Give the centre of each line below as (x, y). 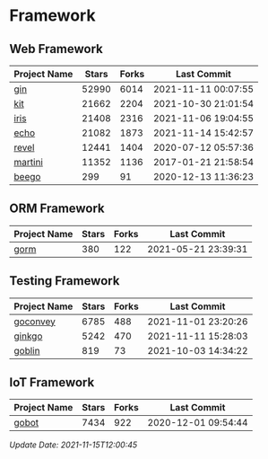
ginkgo (28, 336)
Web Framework (56, 49)
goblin (27, 350)
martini (28, 162)
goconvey (35, 322)
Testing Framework (65, 281)
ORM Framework (57, 209)
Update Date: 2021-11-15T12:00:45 (73, 445)
